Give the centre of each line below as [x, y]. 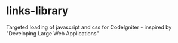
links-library [37, 11]
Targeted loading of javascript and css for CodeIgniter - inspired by [89, 27]
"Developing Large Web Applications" [53, 33]
